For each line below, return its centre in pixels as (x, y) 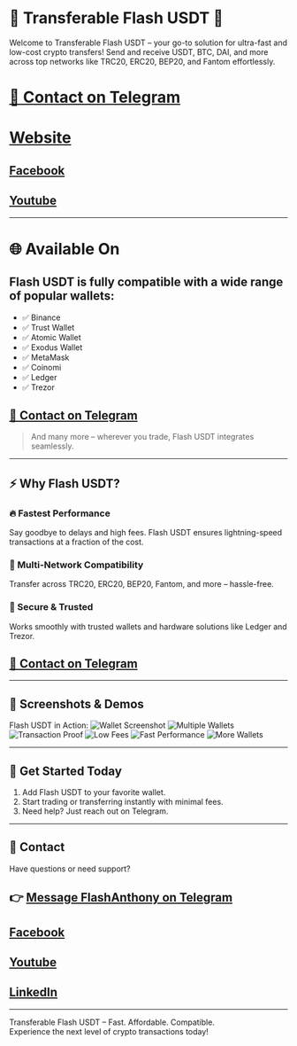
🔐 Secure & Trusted (51, 607)
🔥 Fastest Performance (60, 513)
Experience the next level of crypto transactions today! (109, 1031)
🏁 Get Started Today (65, 771)
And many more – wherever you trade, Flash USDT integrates (142, 437)
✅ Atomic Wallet (51, 337)
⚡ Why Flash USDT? (65, 484)
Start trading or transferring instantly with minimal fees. (122, 802)
